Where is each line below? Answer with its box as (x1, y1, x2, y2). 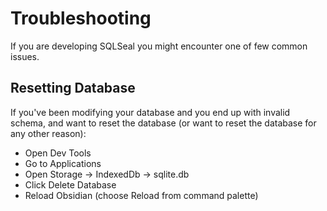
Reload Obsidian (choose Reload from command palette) (24, 189, 259, 201)
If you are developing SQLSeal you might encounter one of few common (10, 40, 308, 52)
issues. (10, 50, 40, 62)
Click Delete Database (24, 178, 117, 191)
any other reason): (10, 127, 87, 139)
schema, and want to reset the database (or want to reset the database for (10, 117, 317, 129)
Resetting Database (10, 80, 136, 97)
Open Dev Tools (24, 147, 92, 159)
